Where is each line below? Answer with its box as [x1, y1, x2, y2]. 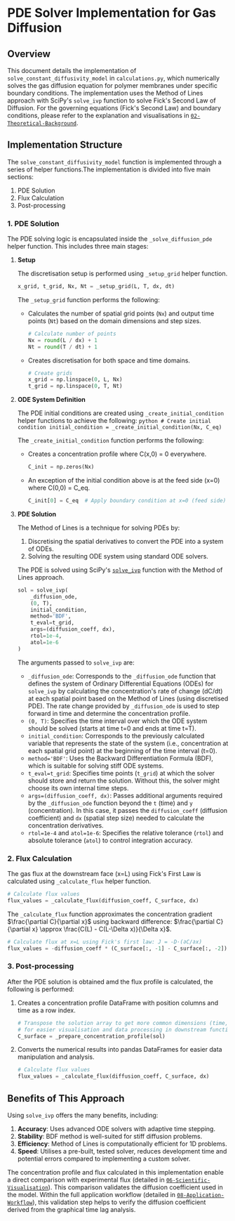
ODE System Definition [17, 396, 86, 404]
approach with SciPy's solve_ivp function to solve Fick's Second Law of [7, 96, 216, 105]
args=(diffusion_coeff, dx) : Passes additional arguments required [27, 791, 223, 799]
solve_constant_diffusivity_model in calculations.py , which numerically [7, 74, 220, 82]
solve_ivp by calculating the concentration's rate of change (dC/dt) [27, 686, 223, 695]
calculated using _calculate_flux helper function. [7, 877, 152, 886]
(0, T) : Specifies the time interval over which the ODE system [27, 717, 208, 725]
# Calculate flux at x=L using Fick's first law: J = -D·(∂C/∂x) [7, 938, 202, 946]
